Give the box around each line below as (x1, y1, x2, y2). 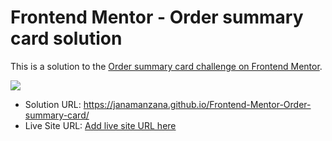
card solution (10, 27, 123, 50)
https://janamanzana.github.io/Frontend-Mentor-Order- (83, 98, 312, 110)
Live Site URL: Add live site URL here (24, 119, 177, 131)
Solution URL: (24, 98, 82, 110)
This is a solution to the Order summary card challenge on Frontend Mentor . (10, 60, 323, 72)
